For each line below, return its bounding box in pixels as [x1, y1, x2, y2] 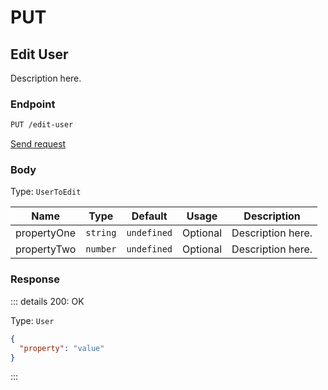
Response [10, 272, 60, 286]
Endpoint [10, 97, 56, 111]
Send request [10, 138, 67, 150]
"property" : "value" [19, 343, 105, 353]
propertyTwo [15, 242, 77, 256]
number [85, 244, 117, 255]
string [85, 227, 117, 239]
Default [131, 209, 168, 223]
